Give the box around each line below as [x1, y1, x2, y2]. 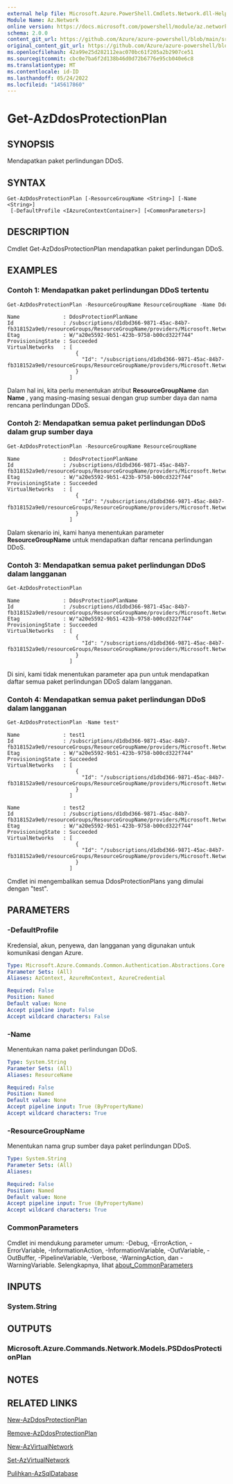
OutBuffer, [7, 1253, 37, 1262]
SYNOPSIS [7, 138, 55, 150]
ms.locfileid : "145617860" [7, 81, 85, 88]
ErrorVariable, [7, 1246, 47, 1255]
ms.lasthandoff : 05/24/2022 [7, 74, 89, 82]
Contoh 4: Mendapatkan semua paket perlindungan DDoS [7, 695, 206, 704]
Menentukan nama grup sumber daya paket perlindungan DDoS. [7, 1142, 191, 1151]
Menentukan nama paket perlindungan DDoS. [7, 1045, 137, 1054]
